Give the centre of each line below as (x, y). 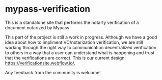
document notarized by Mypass (37, 27)
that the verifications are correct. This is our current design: (66, 58)
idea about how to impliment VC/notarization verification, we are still (74, 42)
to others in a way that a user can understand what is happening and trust (80, 53)
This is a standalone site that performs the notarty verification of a (72, 22)
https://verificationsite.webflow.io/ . (40, 63)
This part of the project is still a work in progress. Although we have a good (81, 37)
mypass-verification (48, 9)
